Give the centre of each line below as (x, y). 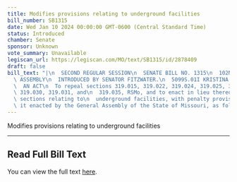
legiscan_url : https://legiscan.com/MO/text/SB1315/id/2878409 (102, 60)
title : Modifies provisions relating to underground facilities (104, 14)
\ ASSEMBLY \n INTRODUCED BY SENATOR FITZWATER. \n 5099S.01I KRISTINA (121, 79)
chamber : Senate (31, 40)
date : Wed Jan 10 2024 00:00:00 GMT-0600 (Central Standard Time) (107, 27)
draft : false (26, 66)
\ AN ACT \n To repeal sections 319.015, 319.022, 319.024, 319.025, (120, 86)
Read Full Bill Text (47, 155)
